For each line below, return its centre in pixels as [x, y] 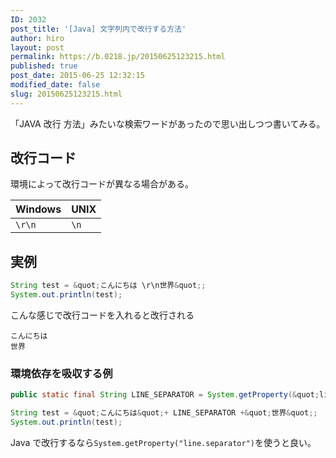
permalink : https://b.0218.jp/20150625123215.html [118, 57]
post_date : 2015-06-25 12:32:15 [77, 76]
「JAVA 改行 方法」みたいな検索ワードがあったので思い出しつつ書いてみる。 [168, 123]
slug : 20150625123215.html [66, 94]
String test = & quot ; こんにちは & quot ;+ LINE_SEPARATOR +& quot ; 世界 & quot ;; [164, 413]
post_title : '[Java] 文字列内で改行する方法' [98, 29]
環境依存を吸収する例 [61, 373]
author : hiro [37, 38]
